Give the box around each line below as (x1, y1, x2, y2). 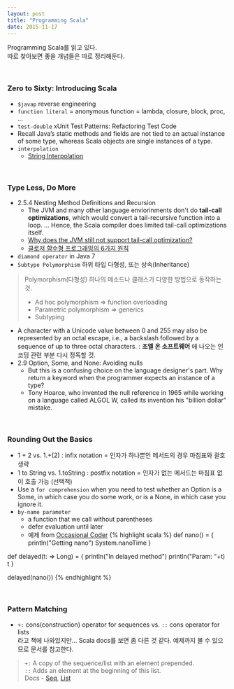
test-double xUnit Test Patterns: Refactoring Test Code (17, 122, 177, 130)
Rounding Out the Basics (7, 434, 93, 444)
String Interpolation (27, 151, 84, 160)
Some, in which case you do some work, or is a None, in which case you (17, 493, 226, 501)
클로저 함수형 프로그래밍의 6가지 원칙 (27, 244, 129, 252)
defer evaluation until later (27, 522, 103, 531)
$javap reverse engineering (17, 99, 96, 108)
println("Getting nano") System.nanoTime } (27, 538, 152, 547)
